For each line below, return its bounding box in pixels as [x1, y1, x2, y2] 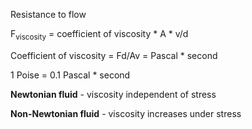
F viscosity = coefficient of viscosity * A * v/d [10, 28, 189, 42]
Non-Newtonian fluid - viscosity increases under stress [10, 107, 242, 119]
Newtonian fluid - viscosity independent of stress [10, 88, 217, 100]
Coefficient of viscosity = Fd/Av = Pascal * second [10, 49, 218, 61]
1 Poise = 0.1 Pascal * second [10, 69, 131, 81]
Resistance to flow [10, 9, 87, 20]
